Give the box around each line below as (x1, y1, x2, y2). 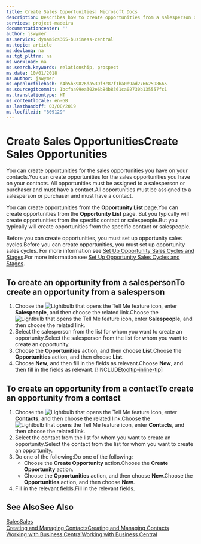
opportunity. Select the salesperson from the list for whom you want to (14, 334, 188, 341)
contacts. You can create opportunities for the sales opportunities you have (6, 173, 190, 181)
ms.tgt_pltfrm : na (6, 53, 52, 59)
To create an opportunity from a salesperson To (6, 277, 185, 288)
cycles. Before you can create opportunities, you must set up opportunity (6, 241, 185, 248)
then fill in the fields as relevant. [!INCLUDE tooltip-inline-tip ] (14, 366, 163, 374)
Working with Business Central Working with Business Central (6, 530, 157, 538)
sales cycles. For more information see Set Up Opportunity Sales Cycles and (6, 247, 194, 255)
